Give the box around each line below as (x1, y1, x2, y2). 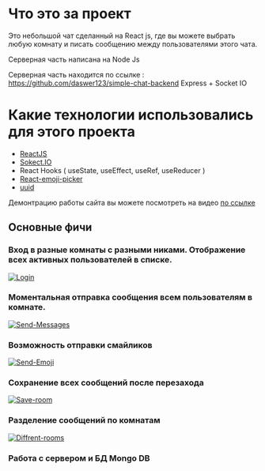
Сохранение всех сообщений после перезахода (8, 377, 204, 388)
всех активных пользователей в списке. (8, 254, 172, 266)
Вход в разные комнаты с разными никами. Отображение (8, 244, 246, 255)
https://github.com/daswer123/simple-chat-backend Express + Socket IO (8, 78, 248, 88)
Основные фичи (8, 220, 93, 234)
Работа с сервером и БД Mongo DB (8, 452, 150, 463)
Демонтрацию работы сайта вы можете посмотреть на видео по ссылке (8, 198, 256, 207)
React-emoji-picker (19, 174, 83, 183)
